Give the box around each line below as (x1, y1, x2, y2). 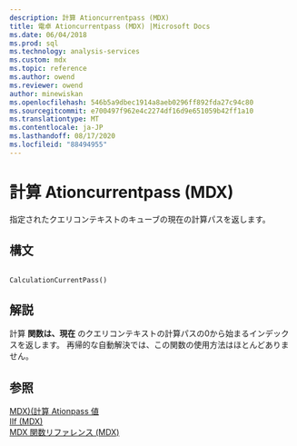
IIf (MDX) (9, 416, 44, 427)
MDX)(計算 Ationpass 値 (9, 406, 100, 417)
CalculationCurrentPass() (9, 275, 107, 284)
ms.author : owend (9, 73, 75, 82)
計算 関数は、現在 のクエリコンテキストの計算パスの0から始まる (9, 328, 250, 339)
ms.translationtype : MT (9, 114, 100, 124)
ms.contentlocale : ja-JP (9, 124, 104, 133)
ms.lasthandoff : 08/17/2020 (9, 132, 116, 141)
